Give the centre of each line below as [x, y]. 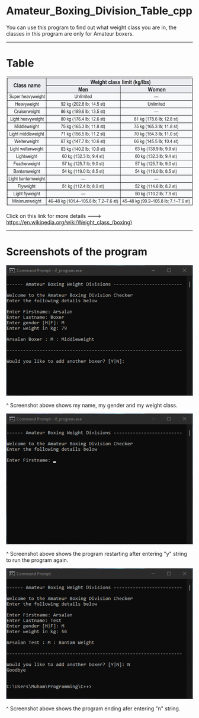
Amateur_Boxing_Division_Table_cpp [99, 11]
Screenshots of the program [77, 252]
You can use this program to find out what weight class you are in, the [91, 27]
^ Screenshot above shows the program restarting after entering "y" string [97, 553]
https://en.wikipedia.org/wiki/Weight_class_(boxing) [69, 222]
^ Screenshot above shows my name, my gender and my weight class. [92, 405]
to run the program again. [37, 560]
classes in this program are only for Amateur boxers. [70, 33]
